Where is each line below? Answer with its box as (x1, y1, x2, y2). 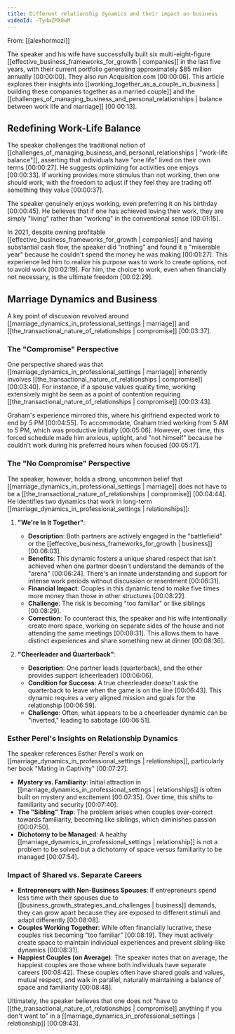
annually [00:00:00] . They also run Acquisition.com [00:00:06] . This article (7, 72, 224, 81)
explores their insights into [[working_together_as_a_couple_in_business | (7, 79, 220, 88)
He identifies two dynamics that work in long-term (7, 497, 152, 505)
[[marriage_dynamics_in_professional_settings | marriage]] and (7, 319, 189, 328)
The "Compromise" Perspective (7, 344, 119, 354)
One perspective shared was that (7, 360, 104, 369)
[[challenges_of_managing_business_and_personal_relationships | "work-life (7, 148, 228, 157)
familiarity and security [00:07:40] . (17, 801, 119, 809)
